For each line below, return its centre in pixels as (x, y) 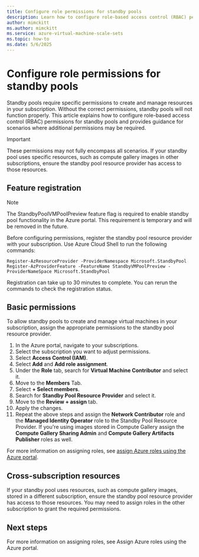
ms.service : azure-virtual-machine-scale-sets (65, 34)
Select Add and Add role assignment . (62, 364)
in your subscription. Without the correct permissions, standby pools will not (99, 109)
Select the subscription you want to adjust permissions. (83, 351)
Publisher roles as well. (44, 439)
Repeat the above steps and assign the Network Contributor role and (100, 415)
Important (19, 139)
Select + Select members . (47, 389)
